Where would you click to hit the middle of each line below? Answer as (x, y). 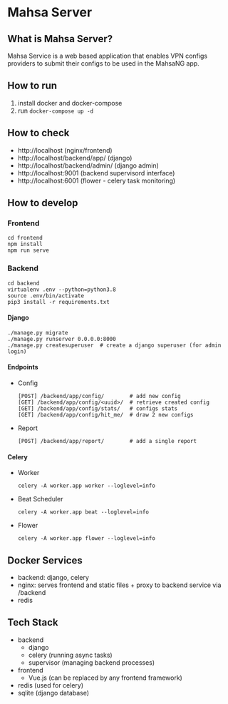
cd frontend (25, 238)
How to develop (43, 203)
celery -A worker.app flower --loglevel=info (86, 539)
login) (17, 351)
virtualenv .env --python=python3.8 (62, 290)
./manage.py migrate (38, 332)
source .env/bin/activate (46, 296)
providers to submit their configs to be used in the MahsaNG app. (103, 63)
